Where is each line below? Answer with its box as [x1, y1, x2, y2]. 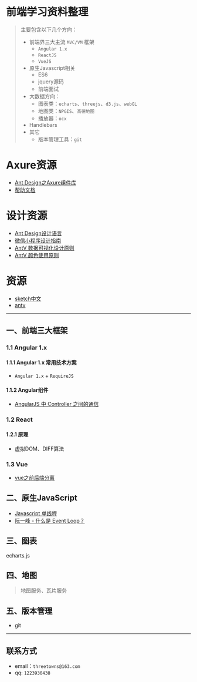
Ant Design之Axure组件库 [14, 179, 76, 186]
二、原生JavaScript [6, 493, 78, 503]
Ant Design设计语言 [14, 230, 63, 237]
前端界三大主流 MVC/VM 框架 [29, 38, 95, 45]
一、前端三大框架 [6, 325, 68, 335]
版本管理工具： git [38, 136, 82, 143]
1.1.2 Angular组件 [6, 386, 49, 394]
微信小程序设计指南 [14, 237, 62, 244]
